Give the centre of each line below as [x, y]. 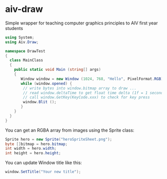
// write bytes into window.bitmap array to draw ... [80, 88]
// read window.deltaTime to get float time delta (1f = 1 [85, 93]
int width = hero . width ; [31, 149]
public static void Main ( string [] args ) [57, 70]
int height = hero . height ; [33, 153]
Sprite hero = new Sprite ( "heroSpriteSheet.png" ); [59, 139]
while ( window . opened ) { [46, 83]
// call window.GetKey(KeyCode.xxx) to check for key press [86, 97]
